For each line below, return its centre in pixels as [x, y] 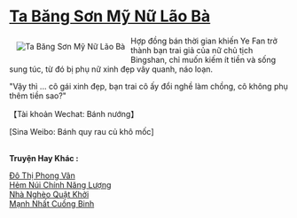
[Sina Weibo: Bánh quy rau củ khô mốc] [82, 131]
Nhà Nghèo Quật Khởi [49, 194]
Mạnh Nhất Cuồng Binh [52, 203]
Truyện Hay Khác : [44, 158]
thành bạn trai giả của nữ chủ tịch [191, 50]
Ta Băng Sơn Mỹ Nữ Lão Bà [110, 16]
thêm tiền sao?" [38, 96]
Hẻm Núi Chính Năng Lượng [60, 184]
